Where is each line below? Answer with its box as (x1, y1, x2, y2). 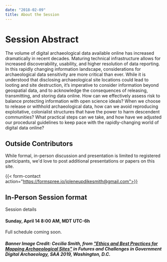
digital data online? (5, 125, 44, 131)
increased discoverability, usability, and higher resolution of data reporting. (5, 61, 160, 67)
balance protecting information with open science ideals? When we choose (5, 98, 161, 104)
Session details (5, 206, 37, 212)
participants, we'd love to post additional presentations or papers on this (5, 158, 155, 164)
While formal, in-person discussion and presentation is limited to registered (5, 153, 160, 159)
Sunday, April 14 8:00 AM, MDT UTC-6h (5, 218, 90, 224)
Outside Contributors (5, 139, 73, 148)
